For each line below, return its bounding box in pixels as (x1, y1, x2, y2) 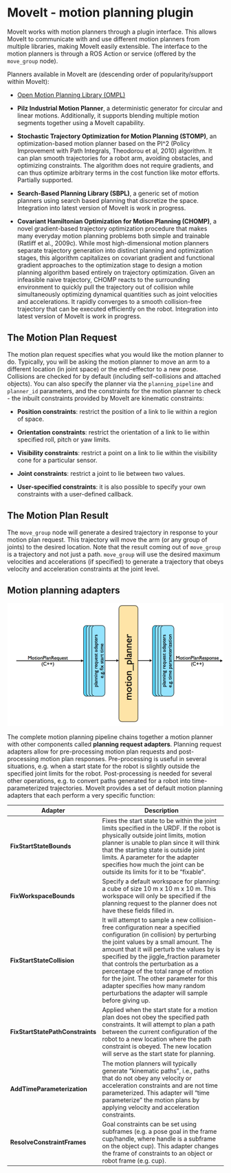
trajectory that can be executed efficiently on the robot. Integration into (16, 305, 219, 313)
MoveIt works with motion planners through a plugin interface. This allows (7, 28, 217, 36)
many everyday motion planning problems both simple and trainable (16, 232, 210, 240)
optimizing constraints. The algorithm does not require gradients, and (16, 161, 214, 169)
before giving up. (102, 996, 151, 1005)
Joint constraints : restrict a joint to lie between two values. (16, 469, 186, 477)
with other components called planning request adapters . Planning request (7, 740, 222, 748)
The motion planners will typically (102, 1059, 197, 1067)
